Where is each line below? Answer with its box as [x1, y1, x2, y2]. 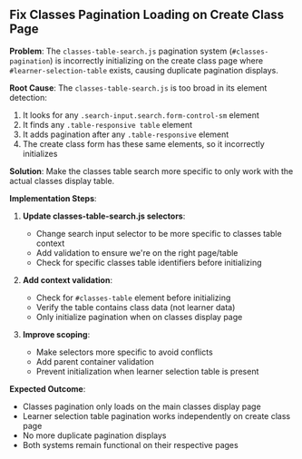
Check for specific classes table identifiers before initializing [35, 257, 262, 268]
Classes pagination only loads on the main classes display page [22, 401, 261, 412]
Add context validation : [22, 274, 113, 285]
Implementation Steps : [9, 192, 97, 203]
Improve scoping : [22, 328, 91, 339]
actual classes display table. [9, 175, 115, 186]
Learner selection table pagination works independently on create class [22, 410, 291, 421]
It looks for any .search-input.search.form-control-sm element [22, 109, 260, 121]
